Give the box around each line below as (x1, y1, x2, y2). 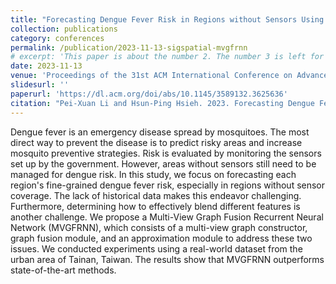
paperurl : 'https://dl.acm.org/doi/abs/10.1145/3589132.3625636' (10, 89, 288, 99)
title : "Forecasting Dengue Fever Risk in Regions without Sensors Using (10, 14, 325, 25)
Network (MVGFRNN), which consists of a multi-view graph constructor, (10, 221, 308, 233)
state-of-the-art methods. (10, 264, 117, 276)
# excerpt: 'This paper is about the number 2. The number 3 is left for (10, 52, 325, 62)
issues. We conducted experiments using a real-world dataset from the (10, 242, 303, 255)
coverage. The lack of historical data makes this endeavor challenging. (10, 189, 302, 201)
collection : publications (10, 24, 118, 34)
